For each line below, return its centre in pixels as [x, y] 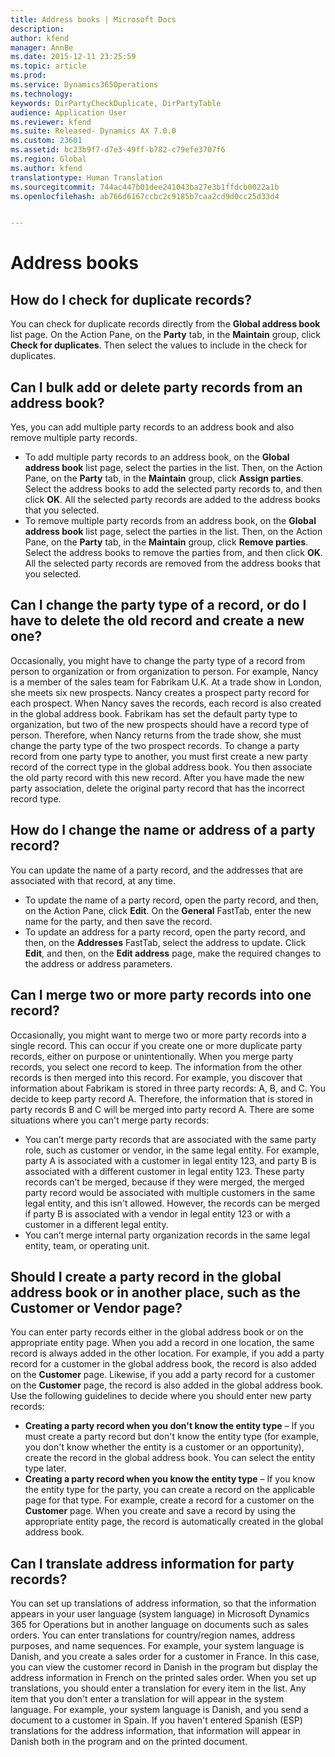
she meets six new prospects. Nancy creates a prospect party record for [160, 692]
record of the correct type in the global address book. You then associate [161, 767]
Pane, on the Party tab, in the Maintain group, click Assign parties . [164, 478]
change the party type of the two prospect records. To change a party [155, 745]
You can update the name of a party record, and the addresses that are [157, 870]
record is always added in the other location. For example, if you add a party [167, 1353]
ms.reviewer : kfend [51, 122]
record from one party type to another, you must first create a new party [159, 756]
